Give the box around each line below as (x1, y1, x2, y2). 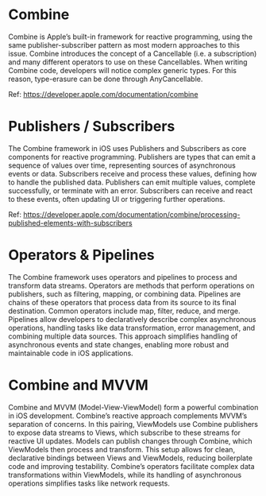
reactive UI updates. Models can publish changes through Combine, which (8, 436, 253, 446)
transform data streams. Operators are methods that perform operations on (8, 281, 255, 290)
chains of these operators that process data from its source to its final (8, 297, 237, 307)
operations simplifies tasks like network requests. (8, 479, 171, 488)
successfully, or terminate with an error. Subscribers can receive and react (8, 185, 253, 196)
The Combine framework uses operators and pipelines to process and (8, 272, 237, 281)
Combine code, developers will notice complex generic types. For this (8, 65, 237, 75)
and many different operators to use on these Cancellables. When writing (8, 57, 248, 67)
